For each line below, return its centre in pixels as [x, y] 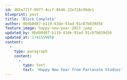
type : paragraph [31, 51]
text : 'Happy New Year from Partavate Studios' [73, 70]
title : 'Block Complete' [31, 19]
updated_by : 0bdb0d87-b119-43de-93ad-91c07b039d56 [59, 33]
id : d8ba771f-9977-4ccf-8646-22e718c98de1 [50, 10]
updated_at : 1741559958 [30, 38]
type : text [34, 65]
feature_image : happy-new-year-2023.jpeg [49, 28]
